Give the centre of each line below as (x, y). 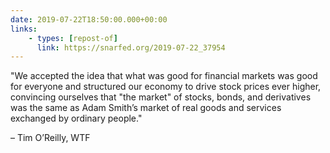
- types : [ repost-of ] (73, 38)
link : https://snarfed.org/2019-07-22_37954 (131, 47)
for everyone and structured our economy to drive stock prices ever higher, (166, 87)
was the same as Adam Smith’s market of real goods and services (146, 108)
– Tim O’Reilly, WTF (50, 138)
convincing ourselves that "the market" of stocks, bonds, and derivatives (161, 97)
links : (24, 29)
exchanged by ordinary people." (76, 118)
